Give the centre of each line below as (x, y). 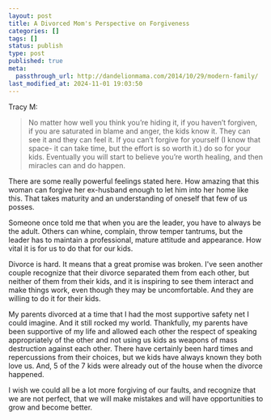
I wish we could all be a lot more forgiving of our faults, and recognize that (132, 390)
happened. (26, 374)
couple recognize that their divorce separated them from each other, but (129, 273)
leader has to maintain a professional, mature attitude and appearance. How (135, 240)
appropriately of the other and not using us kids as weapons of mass (123, 340)
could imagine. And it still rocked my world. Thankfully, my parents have (128, 322)
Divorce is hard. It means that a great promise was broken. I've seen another (135, 264)
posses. (21, 206)
